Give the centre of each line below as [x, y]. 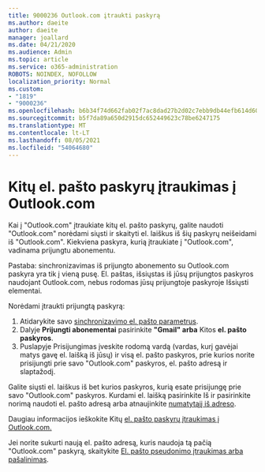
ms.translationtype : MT [47, 125]
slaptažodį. [37, 372]
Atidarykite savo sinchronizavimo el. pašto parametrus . [109, 321]
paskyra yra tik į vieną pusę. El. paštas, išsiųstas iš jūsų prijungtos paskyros [131, 274]
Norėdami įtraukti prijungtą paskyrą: [67, 306]
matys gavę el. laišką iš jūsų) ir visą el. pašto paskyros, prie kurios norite [137, 355]
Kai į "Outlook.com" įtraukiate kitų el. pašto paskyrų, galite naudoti [116, 225]
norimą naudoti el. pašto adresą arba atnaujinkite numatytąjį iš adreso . [122, 404]
